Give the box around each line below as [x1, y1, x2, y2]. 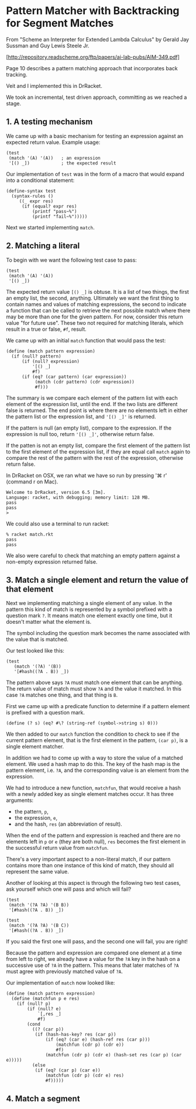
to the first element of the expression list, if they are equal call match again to [6, 448, 191, 455]
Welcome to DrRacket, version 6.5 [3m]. [6, 489, 106, 495]
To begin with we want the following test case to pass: [6, 256, 137, 263]
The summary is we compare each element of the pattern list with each [6, 394, 178, 401]
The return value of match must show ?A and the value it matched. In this [6, 685, 181, 692]
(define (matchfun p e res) [11, 996, 80, 1002]
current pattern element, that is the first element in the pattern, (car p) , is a [6, 737, 188, 744]
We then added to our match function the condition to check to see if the [6, 730, 180, 738]
